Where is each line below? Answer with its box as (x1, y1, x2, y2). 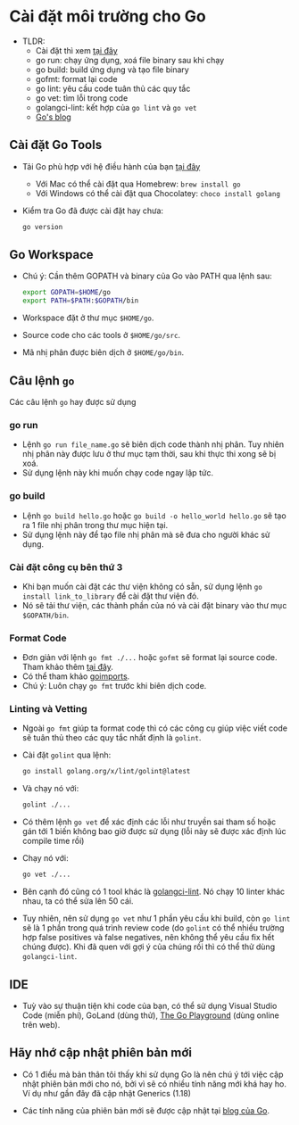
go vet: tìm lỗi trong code (35, 92, 129, 103)
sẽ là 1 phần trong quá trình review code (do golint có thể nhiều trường (21, 922, 285, 933)
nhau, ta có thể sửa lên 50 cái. (21, 896, 134, 906)
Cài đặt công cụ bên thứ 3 (9, 560, 123, 573)
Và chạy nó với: (21, 783, 79, 794)
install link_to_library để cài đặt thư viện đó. (21, 591, 199, 601)
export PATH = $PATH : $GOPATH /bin (21, 296, 139, 305)
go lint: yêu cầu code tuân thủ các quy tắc (35, 83, 191, 94)
